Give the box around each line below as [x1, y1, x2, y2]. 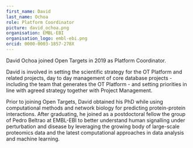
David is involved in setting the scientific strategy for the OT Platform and [6, 68, 182, 75]
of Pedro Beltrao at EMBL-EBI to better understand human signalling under [6, 117, 185, 124]
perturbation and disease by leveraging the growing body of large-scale [6, 123, 180, 130]
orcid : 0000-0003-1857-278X [6, 41, 75, 47]
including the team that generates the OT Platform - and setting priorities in [6, 80, 187, 87]
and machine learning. [6, 135, 60, 142]
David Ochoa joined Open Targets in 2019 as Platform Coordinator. [6, 57, 167, 64]
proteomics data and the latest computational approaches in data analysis [6, 129, 184, 136]
